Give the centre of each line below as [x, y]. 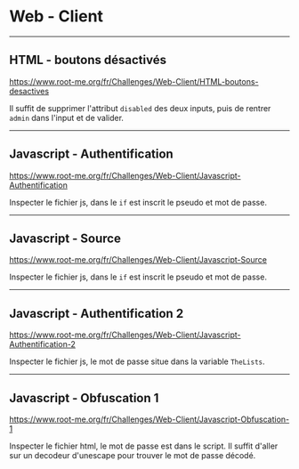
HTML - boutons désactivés [88, 60]
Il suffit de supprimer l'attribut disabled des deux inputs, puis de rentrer [140, 108]
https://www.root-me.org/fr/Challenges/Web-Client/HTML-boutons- [134, 81]
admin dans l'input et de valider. [67, 117]
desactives [29, 91]
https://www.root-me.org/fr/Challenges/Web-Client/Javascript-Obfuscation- [149, 419]
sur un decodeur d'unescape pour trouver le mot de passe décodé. [133, 455]
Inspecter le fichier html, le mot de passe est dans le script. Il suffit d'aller [144, 446]
